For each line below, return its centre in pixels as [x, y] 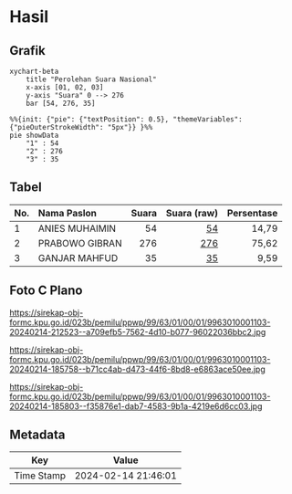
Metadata [37, 435]
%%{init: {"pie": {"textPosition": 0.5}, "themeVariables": [126, 120]
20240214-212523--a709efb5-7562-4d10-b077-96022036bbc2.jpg [138, 331]
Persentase [252, 213]
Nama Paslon [68, 213]
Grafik [27, 51]
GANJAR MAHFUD [78, 258]
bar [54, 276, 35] [61, 103]
